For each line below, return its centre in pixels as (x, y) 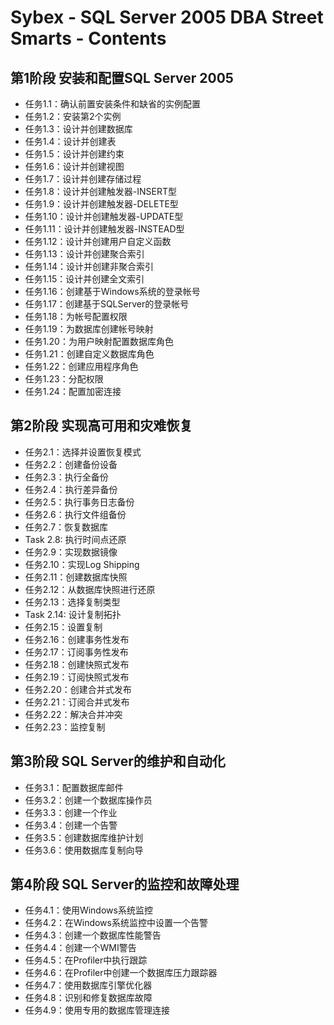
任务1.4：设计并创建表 (70, 141)
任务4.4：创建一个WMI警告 (80, 948)
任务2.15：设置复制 (63, 627)
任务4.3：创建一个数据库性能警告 (93, 935)
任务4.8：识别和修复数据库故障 (88, 998)
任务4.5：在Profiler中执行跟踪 (86, 960)
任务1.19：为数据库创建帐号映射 (89, 329)
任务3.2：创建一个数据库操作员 (88, 800)
